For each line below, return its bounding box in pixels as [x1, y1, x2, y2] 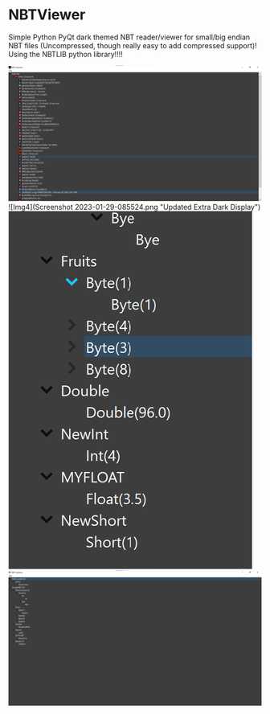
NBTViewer [8, 6, 86, 24]
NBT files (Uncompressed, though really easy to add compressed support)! [8, 40, 257, 50]
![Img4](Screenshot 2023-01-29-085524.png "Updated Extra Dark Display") [8, 203, 261, 212]
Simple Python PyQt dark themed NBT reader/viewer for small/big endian [8, 32, 251, 42]
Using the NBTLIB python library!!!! [8, 49, 123, 59]
